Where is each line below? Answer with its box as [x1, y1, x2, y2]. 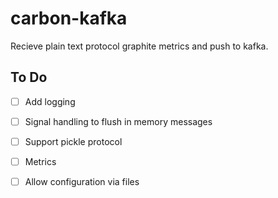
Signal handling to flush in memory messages [24, 115, 213, 127]
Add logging [24, 95, 76, 107]
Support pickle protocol [24, 135, 123, 147]
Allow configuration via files [24, 176, 140, 187]
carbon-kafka [10, 7, 128, 30]
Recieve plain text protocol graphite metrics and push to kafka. [10, 40, 269, 52]
